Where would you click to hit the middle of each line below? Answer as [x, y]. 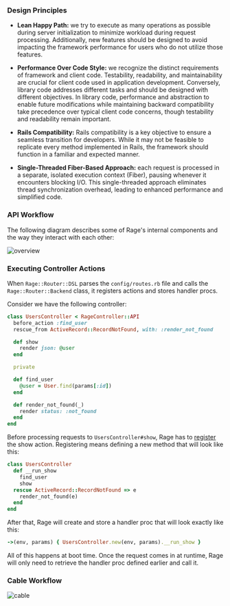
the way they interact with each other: [61, 237]
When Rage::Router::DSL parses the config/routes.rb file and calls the [108, 283]
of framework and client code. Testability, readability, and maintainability [120, 75]
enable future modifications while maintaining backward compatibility [115, 105]
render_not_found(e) [49, 497]
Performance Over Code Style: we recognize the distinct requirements [118, 68]
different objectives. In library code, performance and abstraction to [113, 97]
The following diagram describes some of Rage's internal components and [113, 230]
